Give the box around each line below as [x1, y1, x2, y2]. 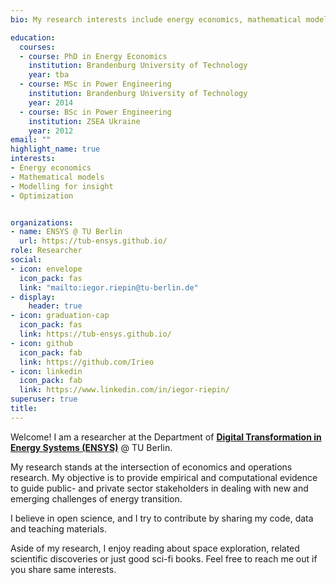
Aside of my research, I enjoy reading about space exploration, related [10, 542, 300, 554]
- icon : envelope [10, 264, 83, 274]
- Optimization [10, 191, 74, 201]
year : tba [28, 70, 70, 80]
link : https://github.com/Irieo [19, 357, 155, 367]
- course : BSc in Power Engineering [19, 107, 172, 117]
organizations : [10, 217, 74, 228]
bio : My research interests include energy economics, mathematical [10, 14, 302, 25]
